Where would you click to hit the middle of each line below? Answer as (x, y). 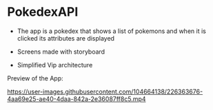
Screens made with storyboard (61, 52)
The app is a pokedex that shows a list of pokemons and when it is (112, 31)
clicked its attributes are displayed (66, 38)
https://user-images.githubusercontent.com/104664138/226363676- (105, 91)
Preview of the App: (35, 78)
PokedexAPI (43, 12)
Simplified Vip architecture (55, 65)
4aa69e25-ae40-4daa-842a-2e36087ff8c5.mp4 (77, 99)
